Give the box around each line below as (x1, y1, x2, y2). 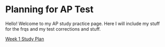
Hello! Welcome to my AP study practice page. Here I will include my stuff (5, 20, 160, 27)
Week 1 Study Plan (5, 36, 44, 42)
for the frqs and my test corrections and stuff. (5, 26, 101, 32)
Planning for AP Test (5, 4, 94, 15)
